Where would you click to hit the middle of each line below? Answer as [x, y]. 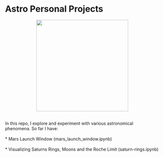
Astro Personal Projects [54, 9]
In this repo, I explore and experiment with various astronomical [69, 123]
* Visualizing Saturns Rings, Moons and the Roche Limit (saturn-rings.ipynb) [82, 149]
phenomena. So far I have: [32, 128]
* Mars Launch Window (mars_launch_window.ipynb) [59, 139]
